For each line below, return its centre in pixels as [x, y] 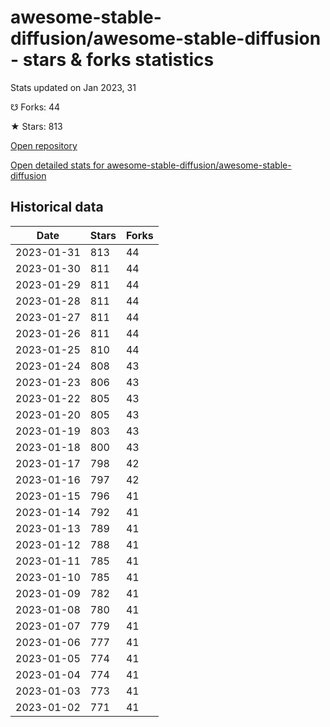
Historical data [57, 207]
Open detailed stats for [57, 165]
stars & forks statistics [118, 60]
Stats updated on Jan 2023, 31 [73, 87]
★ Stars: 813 [36, 126]
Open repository [44, 145]
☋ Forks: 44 [35, 107]
